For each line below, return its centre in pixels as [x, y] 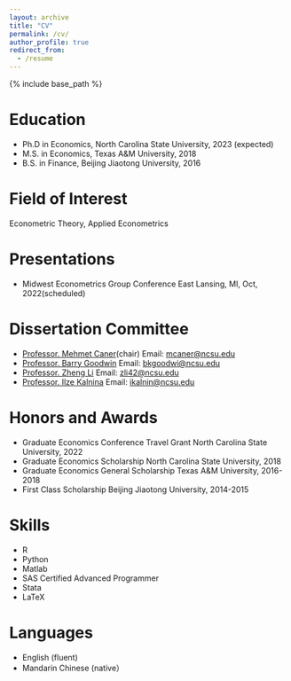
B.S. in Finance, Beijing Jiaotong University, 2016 [111, 163]
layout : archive [39, 17]
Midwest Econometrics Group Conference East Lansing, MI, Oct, [140, 284]
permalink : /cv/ [39, 34]
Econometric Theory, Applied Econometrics [89, 223]
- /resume [35, 59]
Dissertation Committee [99, 329]
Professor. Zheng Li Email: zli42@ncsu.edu [100, 372]
